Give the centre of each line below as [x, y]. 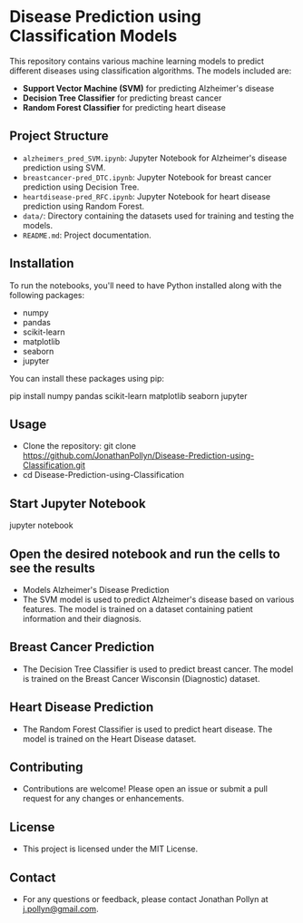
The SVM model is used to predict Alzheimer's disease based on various [158, 599]
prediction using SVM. [64, 167]
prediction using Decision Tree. [81, 187]
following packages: [47, 295]
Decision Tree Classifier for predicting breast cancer [122, 98]
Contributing [46, 768]
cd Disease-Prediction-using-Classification [103, 475]
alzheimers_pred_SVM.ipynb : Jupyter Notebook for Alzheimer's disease [155, 158]
